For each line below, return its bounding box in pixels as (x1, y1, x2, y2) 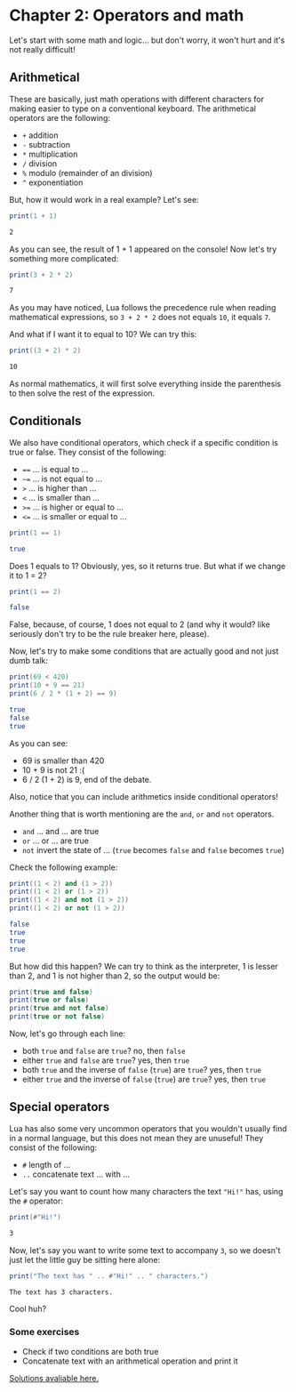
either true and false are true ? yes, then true (21, 1055, 190, 1066)
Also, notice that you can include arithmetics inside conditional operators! (9, 791, 278, 801)
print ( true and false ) (9, 987, 93, 996)
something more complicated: (9, 253, 119, 263)
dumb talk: (9, 656, 49, 666)
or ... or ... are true (21, 835, 90, 846)
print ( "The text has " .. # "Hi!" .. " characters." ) (9, 1271, 209, 1281)
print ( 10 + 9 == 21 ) (9, 681, 86, 690)
